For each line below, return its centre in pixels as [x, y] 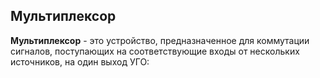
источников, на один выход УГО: [80, 61]
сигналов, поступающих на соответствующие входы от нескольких [155, 51]
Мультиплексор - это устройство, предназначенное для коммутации [160, 40]
